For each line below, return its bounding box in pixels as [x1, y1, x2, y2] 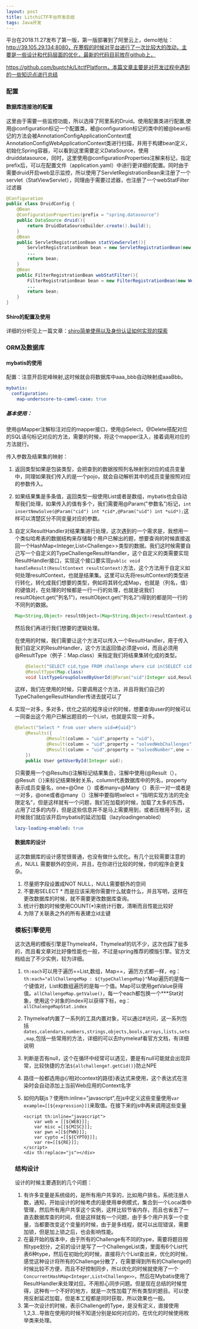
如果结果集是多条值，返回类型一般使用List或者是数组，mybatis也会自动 [14, 493, 187, 500]
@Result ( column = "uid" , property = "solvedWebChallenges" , [46, 741, 194, 747]
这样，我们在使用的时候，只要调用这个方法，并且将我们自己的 [14, 685, 165, 693]
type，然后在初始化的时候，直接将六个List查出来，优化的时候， [37, 1251, 192, 1258]
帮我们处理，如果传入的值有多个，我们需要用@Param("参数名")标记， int [14, 500, 192, 507]
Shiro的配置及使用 [6, 313, 51, 320]
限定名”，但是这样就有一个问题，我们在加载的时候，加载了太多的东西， [14, 799, 187, 806]
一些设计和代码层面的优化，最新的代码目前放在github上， [16, 51, 156, 58]
